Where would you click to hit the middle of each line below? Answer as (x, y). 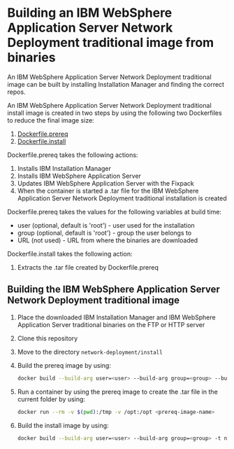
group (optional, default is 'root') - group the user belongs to (104, 233)
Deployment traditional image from (111, 43)
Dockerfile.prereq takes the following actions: (73, 155)
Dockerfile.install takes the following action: (70, 254)
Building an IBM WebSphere (90, 13)
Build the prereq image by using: (64, 365)
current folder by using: (51, 399)
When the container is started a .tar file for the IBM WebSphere (108, 191)
